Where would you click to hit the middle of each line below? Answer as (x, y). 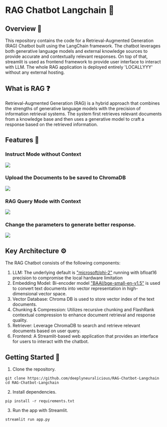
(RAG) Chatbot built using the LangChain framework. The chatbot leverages (83, 46)
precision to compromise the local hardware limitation (68, 278)
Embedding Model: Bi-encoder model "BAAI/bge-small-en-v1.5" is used (86, 283)
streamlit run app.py (28, 420)
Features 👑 (22, 140)
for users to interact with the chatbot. (51, 342)
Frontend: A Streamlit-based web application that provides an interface (85, 336)
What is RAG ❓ (28, 89)
